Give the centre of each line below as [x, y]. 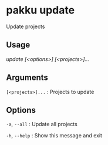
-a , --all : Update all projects [42, 124]
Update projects [26, 26]
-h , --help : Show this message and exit [54, 136]
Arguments [27, 78]
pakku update [41, 10]
